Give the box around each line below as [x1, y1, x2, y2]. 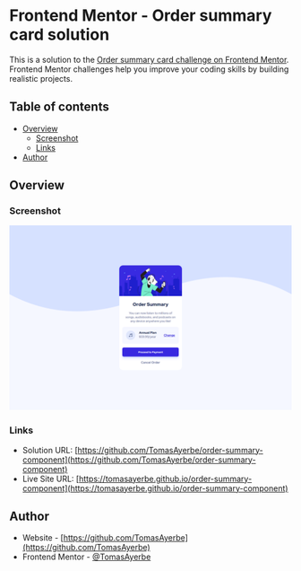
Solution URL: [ [21, 444, 78, 455]
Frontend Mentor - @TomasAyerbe [21, 551, 151, 562]
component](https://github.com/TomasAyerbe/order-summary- [21, 454, 257, 465]
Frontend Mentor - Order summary [9, 5, 272, 26]
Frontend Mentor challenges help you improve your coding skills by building [9, 64, 289, 75]
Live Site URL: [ [21, 473, 80, 484]
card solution [9, 24, 110, 45]
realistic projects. [9, 73, 73, 83]
